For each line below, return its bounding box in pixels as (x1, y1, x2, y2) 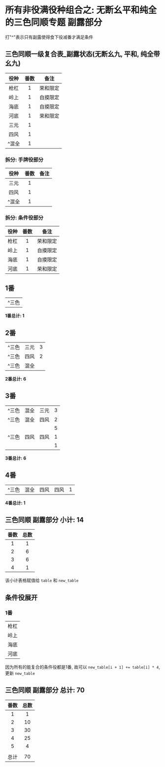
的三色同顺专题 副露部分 (5, 17, 102, 28)
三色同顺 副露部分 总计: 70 (5, 686, 85, 694)
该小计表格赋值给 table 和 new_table (5, 577, 79, 583)
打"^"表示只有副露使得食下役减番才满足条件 (5, 34, 94, 40)
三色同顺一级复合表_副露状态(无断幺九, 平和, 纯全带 (5, 50, 160, 58)
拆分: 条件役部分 (5, 214, 43, 221)
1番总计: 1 (5, 313, 25, 319)
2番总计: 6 (5, 376, 26, 382)
